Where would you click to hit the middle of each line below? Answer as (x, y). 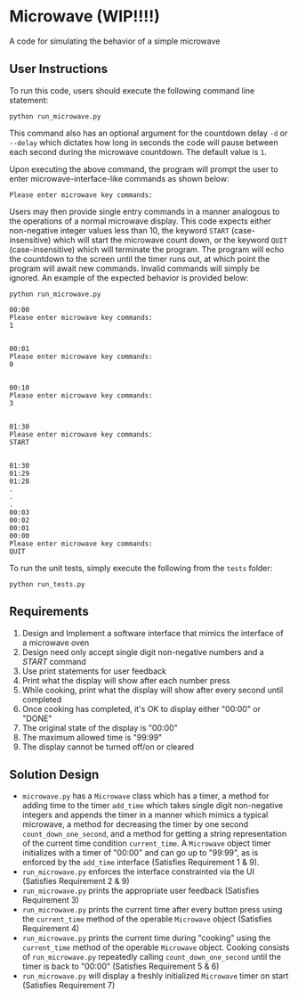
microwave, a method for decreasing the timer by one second (135, 824)
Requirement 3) (51, 900)
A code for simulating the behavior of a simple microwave (115, 41)
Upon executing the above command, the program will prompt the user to (144, 169)
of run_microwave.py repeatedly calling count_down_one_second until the (152, 957)
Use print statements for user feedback (94, 671)
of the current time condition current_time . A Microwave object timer (146, 843)
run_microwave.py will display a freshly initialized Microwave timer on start (155, 976)
